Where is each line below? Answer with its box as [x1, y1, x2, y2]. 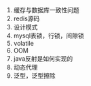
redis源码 [13, 14, 40, 23]
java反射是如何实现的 [13, 55, 73, 63]
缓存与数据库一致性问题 [13, 6, 79, 14]
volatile [13, 40, 34, 47]
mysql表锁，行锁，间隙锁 [13, 31, 85, 40]
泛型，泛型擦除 [13, 72, 56, 80]
